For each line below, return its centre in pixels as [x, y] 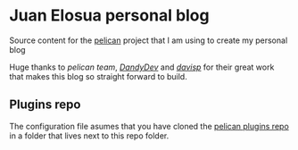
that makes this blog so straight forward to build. [98, 76]
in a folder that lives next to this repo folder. [89, 136]
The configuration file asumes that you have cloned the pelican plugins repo [149, 126]
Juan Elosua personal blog [109, 16]
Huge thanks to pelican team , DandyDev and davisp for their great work [142, 67]
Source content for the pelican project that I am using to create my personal [149, 40]
